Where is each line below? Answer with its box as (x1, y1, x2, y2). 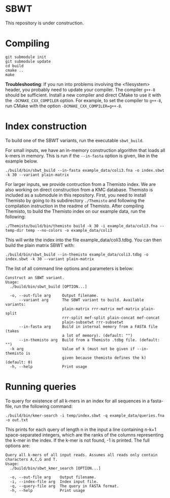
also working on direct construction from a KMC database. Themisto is (5, 186, 153, 193)
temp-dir (5, 228, 24, 233)
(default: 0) (5, 359, 33, 365)
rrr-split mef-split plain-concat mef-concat (61, 315, 160, 320)
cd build (5, 63, 24, 69)
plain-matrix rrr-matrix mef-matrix (61, 306, 140, 312)
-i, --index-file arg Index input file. (10, 479, 99, 484)
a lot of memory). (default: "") (61, 333, 133, 338)
